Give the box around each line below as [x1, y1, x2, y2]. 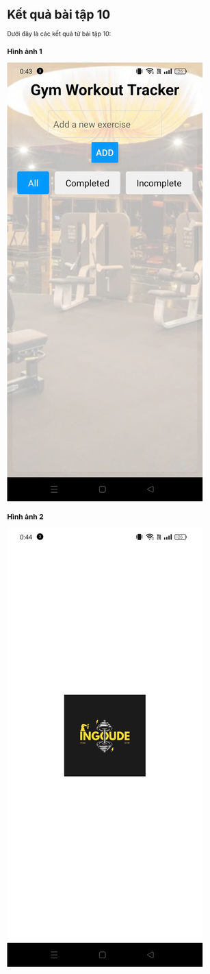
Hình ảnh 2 [7, 512, 44, 522]
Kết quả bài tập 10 [7, 7, 111, 23]
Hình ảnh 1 [7, 47, 42, 56]
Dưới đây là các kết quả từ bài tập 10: [7, 29, 111, 38]
